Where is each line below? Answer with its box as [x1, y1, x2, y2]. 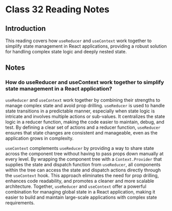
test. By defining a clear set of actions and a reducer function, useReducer [5, 124, 161, 130]
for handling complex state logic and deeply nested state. [5, 49, 127, 54]
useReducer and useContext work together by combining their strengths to [5, 97, 161, 103]
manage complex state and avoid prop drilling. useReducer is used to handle [5, 102, 165, 108]
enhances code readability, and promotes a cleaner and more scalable [5, 178, 155, 184]
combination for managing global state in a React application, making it [5, 188, 156, 195]
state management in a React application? [5, 85, 112, 92]
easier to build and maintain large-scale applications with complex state [5, 194, 158, 200]
